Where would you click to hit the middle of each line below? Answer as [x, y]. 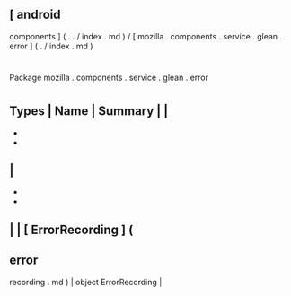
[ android [35, 15]
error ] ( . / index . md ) [51, 46]
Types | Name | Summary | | [89, 111]
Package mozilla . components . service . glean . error [109, 77]
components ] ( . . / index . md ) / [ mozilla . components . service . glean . [146, 36]
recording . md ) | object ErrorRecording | [86, 282]
